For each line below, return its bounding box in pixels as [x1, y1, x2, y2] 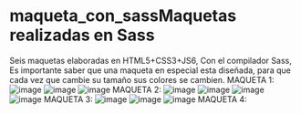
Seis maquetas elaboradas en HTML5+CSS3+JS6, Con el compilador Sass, [9, 55, 292, 66]
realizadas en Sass [9, 25, 155, 46]
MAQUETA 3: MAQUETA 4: [44, 93, 248, 105]
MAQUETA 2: [112, 84, 161, 95]
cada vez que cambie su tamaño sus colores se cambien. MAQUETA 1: [9, 74, 275, 85]
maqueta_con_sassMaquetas [9, 5, 237, 26]
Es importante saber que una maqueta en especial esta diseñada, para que [9, 65, 292, 76]
